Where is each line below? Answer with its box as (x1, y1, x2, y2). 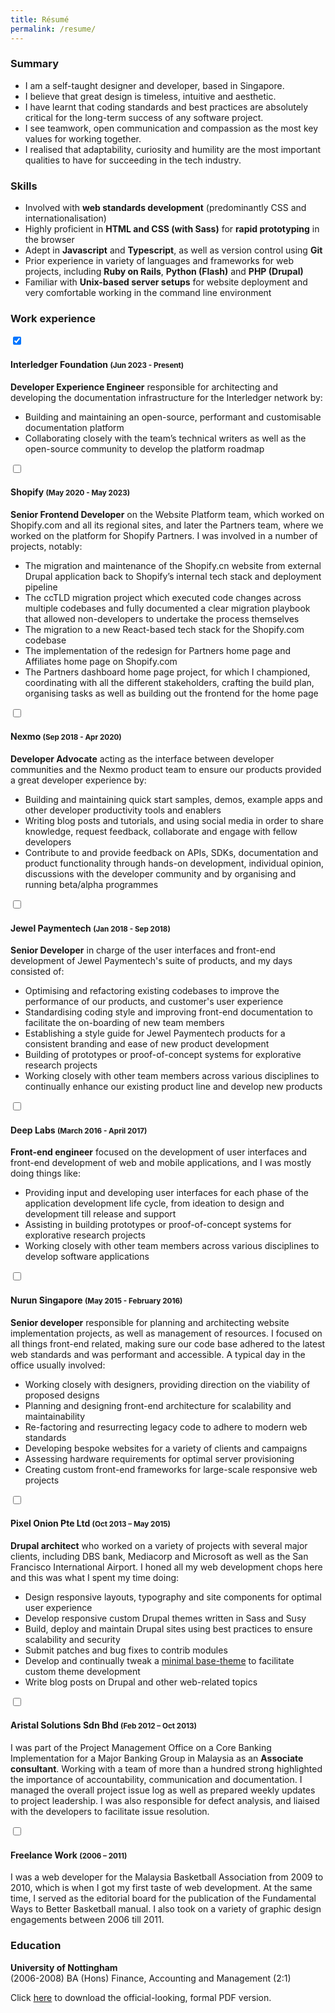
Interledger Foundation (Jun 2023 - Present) (10, 358, 185, 370)
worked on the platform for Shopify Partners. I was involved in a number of (10, 529, 318, 541)
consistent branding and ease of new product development (24, 1038, 270, 1050)
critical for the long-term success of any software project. (24, 111, 264, 123)
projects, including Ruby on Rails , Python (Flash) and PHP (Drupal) (24, 266, 304, 278)
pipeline (24, 581, 58, 593)
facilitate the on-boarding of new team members (24, 1017, 225, 1029)
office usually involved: (10, 1359, 106, 1371)
